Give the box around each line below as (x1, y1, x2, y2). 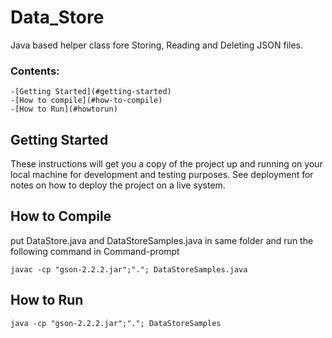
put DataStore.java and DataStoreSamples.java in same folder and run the (10, 234, 314, 246)
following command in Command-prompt (10, 245, 180, 257)
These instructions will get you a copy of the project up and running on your (10, 158, 323, 170)
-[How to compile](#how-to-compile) (10, 96, 163, 106)
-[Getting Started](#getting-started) (10, 87, 172, 97)
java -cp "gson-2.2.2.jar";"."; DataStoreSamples (10, 318, 222, 328)
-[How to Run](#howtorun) (10, 104, 118, 115)
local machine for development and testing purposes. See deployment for (10, 169, 314, 181)
